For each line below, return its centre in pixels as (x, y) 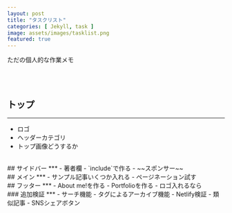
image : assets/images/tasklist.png (58, 33)
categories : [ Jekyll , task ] (51, 26)
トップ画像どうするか (47, 146)
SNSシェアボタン (56, 203)
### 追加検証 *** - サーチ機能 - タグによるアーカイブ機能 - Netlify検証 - (109, 194)
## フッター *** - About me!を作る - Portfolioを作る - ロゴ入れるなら (105, 185)
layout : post (26, 13)
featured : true (29, 39)
